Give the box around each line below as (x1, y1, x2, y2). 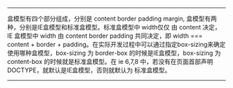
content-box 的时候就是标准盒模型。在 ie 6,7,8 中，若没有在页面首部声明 (7, 58, 214, 65)
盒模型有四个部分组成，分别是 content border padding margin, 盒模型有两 (7, 14, 217, 23)
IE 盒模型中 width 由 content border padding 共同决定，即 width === (7, 32, 203, 40)
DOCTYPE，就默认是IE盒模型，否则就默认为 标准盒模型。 (7, 66, 171, 74)
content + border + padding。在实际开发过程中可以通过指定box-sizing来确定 (7, 41, 226, 48)
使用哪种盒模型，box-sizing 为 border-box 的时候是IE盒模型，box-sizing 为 (7, 49, 221, 57)
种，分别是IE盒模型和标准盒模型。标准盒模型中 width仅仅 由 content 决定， (7, 23, 221, 31)
